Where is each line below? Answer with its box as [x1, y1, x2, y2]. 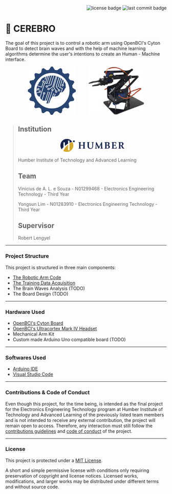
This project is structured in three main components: [5, 264, 116, 270]
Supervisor [17, 221, 55, 230]
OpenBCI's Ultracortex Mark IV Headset [12, 325, 97, 331]
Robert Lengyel [17, 235, 50, 241]
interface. [5, 56, 26, 62]
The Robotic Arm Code [12, 274, 61, 280]
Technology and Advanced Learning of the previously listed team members [5, 412, 164, 418]
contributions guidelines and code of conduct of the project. [5, 428, 133, 434]
